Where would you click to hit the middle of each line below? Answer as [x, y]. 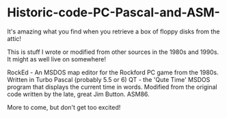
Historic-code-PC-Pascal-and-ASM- [113, 13]
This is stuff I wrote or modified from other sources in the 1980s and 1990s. [113, 52]
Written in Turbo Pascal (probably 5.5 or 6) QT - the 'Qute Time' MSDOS [109, 79]
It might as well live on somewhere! [56, 59]
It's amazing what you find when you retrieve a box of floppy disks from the [113, 31]
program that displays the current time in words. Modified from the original [112, 87]
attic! [14, 38]
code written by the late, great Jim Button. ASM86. [78, 94]
